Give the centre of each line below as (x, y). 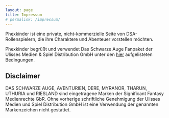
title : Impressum (24, 15)
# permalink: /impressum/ (33, 19)
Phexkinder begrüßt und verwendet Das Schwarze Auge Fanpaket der (79, 49)
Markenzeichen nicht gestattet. (38, 110)
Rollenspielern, (21, 39)
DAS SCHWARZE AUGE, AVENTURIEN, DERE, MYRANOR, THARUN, (76, 88)
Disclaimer (23, 76)
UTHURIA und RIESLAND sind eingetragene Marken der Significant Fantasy (85, 94)
